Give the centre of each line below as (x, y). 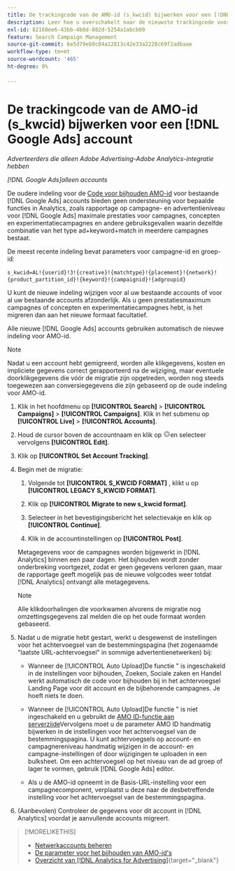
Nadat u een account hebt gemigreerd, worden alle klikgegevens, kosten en (116, 363)
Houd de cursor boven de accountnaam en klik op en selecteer (112, 435)
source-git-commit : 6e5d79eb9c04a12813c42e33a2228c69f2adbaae (100, 44)
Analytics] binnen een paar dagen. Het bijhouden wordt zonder (108, 559)
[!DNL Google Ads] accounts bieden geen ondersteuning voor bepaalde (111, 200)
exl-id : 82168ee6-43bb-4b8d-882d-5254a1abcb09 (76, 29)
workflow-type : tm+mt (39, 52)
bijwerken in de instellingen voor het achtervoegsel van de (112, 731)
